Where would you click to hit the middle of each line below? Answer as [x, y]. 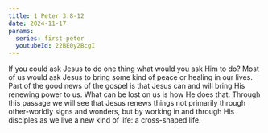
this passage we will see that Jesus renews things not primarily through [127, 103]
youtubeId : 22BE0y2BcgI [55, 46]
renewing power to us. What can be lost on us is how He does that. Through [134, 94]
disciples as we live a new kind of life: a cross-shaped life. [105, 120]
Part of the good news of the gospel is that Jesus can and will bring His [127, 86]
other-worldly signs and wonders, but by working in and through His [122, 112]
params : [21, 31]
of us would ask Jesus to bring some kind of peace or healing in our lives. [131, 77]
